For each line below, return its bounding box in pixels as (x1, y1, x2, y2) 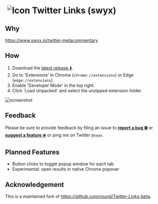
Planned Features (5, 148, 60, 156)
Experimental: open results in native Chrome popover (12, 166, 119, 172)
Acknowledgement (5, 180, 64, 189)
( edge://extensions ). (12, 77, 54, 83)
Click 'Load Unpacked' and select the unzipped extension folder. (12, 87, 142, 93)
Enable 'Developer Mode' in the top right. (12, 82, 95, 88)
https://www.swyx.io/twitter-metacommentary (5, 37, 99, 43)
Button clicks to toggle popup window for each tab (12, 161, 114, 167)
